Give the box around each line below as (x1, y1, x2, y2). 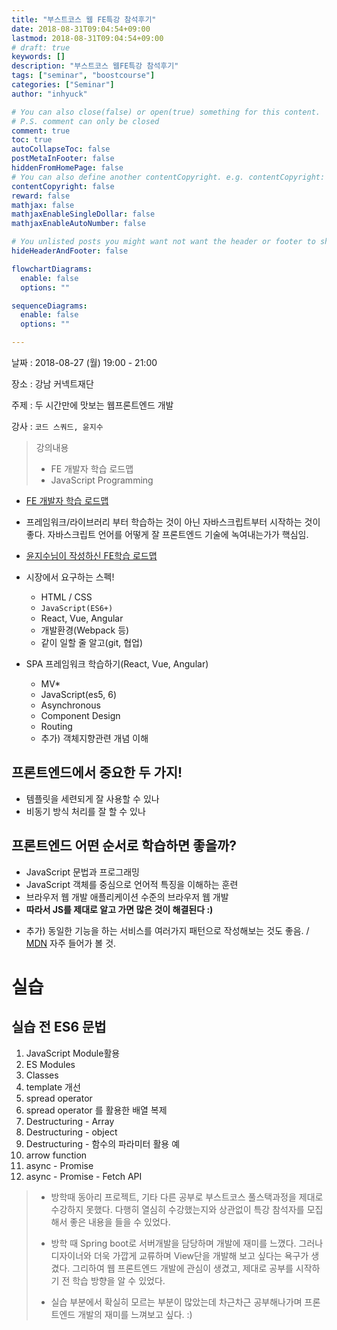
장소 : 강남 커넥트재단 (11, 378, 94, 390)
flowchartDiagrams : (11, 264, 93, 274)
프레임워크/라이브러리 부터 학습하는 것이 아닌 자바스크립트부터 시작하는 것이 (25, 516, 321, 528)
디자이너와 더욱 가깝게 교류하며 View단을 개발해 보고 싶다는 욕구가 (50, 1249, 309, 1261)
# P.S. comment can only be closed (11, 116, 160, 126)
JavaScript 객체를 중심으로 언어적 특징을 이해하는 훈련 (25, 878, 239, 890)
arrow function (25, 1149, 88, 1161)
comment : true (11, 126, 71, 136)
